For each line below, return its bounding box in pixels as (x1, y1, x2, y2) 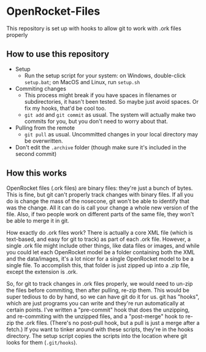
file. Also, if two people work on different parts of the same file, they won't (6, 210, 194, 217)
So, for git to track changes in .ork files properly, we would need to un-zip (6, 280, 193, 287)
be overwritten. (24, 137, 63, 144)
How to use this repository (6, 49, 110, 60)
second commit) (15, 150, 57, 157)
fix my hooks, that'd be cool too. (24, 104, 106, 112)
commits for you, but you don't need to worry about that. (24, 117, 169, 125)
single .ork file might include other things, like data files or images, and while (6, 241, 200, 249)
